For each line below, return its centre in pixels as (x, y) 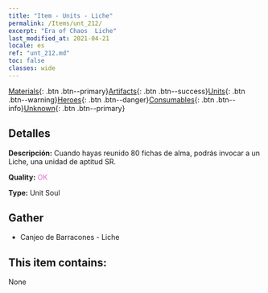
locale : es (27, 46)
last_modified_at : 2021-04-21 (59, 38)
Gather (26, 218)
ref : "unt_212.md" (39, 53)
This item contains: (58, 262)
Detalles (29, 134)
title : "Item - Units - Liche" (61, 16)
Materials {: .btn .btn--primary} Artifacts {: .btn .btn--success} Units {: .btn (127, 91)
